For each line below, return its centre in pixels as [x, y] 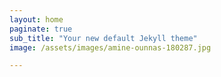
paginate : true [41, 29]
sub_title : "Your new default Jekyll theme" [103, 38]
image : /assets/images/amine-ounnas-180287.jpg [110, 47]
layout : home [36, 19]
